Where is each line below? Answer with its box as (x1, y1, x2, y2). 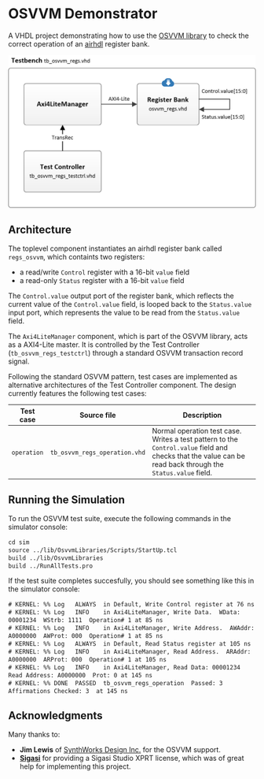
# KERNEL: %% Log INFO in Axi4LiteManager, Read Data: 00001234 (8, 664, 241, 672)
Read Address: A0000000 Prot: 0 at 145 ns (8, 672, 153, 680)
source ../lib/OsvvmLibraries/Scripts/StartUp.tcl (8, 546, 178, 554)
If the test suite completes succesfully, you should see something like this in (8, 576, 255, 586)
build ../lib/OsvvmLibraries (8, 554, 104, 562)
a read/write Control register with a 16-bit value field (19, 267, 190, 277)
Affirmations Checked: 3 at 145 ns (8, 688, 128, 695)
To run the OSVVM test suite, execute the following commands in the (8, 514, 232, 524)
